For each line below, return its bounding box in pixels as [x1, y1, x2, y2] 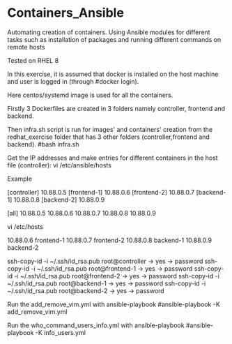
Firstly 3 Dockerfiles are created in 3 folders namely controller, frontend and [7, 104, 225, 112]
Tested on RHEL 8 [7, 56, 59, 64]
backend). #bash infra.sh [7, 140, 79, 148]
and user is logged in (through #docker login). [7, 77, 139, 85]
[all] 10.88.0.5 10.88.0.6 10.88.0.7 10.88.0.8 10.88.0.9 [7, 209, 157, 217]
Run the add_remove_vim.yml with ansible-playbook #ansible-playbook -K [7, 300, 221, 308]
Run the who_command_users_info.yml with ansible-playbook [7, 321, 185, 329]
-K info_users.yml [35, 328, 86, 336]
